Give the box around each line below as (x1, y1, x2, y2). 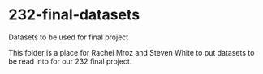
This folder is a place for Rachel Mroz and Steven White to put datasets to (8, 47, 255, 57)
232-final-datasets (8, 6, 140, 24)
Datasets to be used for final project (8, 32, 129, 42)
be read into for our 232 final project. (8, 56, 132, 66)
